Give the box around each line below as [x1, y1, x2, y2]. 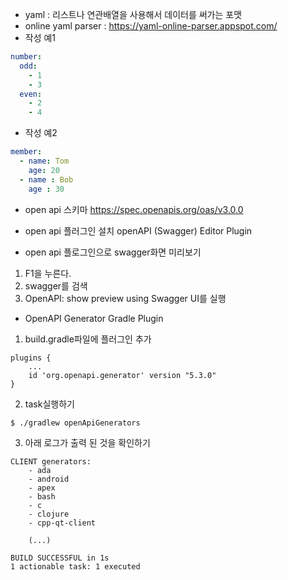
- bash [28, 491, 56, 502]
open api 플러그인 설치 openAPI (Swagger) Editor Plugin [24, 224, 253, 237]
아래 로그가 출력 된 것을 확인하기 [24, 436, 151, 448]
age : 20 [28, 165, 60, 175]
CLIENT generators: [10, 456, 92, 467]
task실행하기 [24, 398, 75, 410]
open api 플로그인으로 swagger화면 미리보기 [24, 246, 202, 258]
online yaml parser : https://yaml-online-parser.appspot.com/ [24, 20, 278, 32]
